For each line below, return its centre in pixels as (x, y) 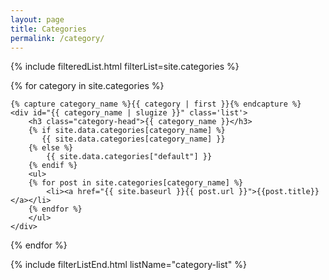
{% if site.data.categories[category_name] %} (127, 131)
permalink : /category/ (57, 38)
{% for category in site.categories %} (87, 86)
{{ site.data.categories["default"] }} (129, 157)
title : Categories (48, 29)
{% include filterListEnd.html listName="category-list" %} (128, 265)
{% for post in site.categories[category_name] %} (136, 183)
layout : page (37, 19)
